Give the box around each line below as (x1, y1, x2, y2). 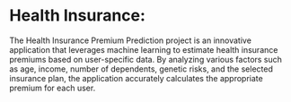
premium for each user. (9, 82, 96, 93)
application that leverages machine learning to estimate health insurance (9, 44, 278, 55)
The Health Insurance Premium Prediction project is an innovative (9, 35, 251, 46)
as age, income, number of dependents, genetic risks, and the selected (9, 64, 274, 74)
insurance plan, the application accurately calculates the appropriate (9, 72, 263, 83)
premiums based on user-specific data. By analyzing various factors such (9, 54, 283, 64)
